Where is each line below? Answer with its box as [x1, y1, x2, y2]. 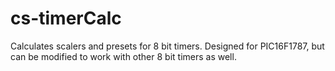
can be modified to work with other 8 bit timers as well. [10, 50, 237, 62]
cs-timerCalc [10, 7, 122, 30]
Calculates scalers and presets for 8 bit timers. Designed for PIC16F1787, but [10, 40, 325, 52]
